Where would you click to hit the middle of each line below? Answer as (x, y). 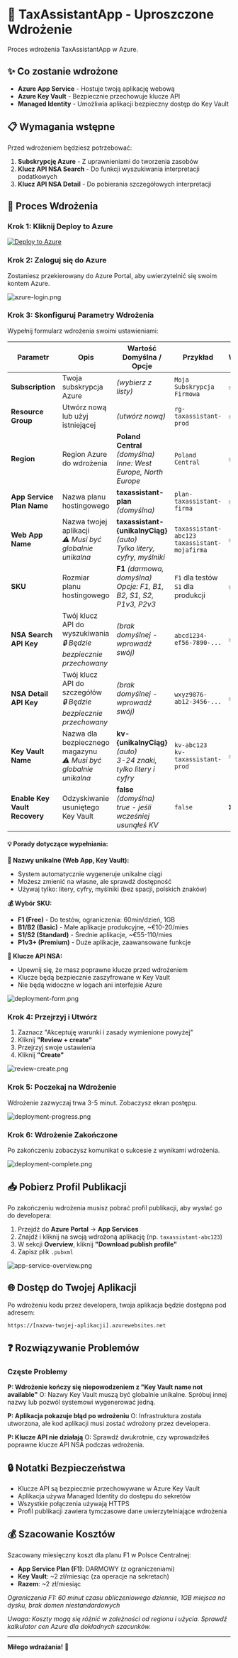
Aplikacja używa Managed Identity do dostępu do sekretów (104, 1496)
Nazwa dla (80, 734)
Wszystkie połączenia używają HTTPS (73, 1504)
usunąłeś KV (137, 824)
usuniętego (81, 807)
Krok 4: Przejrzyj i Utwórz (52, 1017)
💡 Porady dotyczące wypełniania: (58, 844)
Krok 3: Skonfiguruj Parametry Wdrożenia (81, 315)
